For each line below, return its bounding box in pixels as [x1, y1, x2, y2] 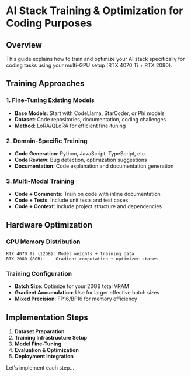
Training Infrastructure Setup [14, 334, 88, 341]
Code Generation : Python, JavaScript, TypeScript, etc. [14, 150, 147, 157]
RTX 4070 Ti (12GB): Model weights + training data [6, 250, 134, 256]
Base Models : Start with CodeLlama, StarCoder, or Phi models [14, 110, 165, 117]
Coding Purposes [6, 16, 92, 30]
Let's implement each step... [6, 364, 75, 371]
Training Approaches [6, 79, 85, 89]
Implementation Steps [6, 312, 89, 322]
